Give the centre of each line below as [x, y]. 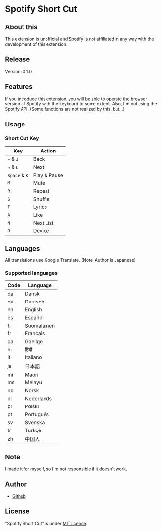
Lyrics [40, 207]
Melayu [34, 382]
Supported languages [31, 273]
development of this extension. [36, 44]
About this [21, 27]
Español [35, 318]
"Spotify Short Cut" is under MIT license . [46, 523]
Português [37, 414]
